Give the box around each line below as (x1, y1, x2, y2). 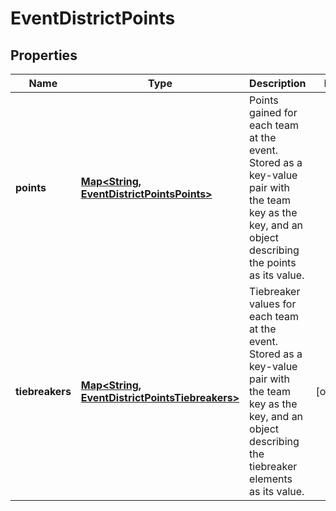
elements (249, 472, 293, 486)
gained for (249, 106, 298, 119)
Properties (10, 47, 78, 64)
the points (249, 256, 297, 269)
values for (249, 297, 297, 311)
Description (249, 77, 307, 90)
